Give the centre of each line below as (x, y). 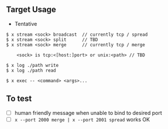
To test (19, 99)
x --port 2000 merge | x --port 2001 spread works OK (82, 119)
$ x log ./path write (32, 65)
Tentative (26, 23)
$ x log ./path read (31, 70)
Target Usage (31, 10)
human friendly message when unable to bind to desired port (88, 113)
